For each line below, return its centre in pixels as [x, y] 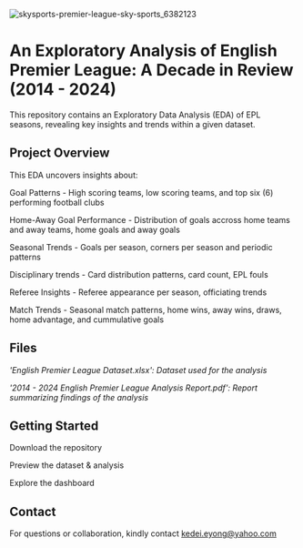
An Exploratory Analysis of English [143, 51]
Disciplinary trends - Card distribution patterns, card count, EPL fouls [139, 274]
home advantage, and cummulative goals [87, 320]
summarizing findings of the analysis [79, 397]
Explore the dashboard [52, 483]
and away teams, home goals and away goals [95, 229]
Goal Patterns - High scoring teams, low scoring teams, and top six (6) [141, 192]
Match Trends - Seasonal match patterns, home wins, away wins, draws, [146, 310]
